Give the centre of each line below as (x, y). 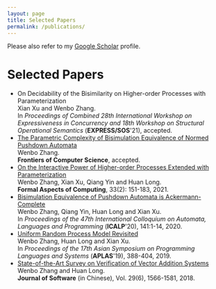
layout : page (26, 14)
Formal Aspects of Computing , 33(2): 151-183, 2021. (93, 190)
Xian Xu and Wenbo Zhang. (56, 108)
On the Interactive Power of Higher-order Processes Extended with (113, 167)
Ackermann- (183, 197)
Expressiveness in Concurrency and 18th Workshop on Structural (111, 123)
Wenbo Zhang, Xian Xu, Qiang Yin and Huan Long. (89, 182)
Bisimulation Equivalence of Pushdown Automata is (91, 197)
